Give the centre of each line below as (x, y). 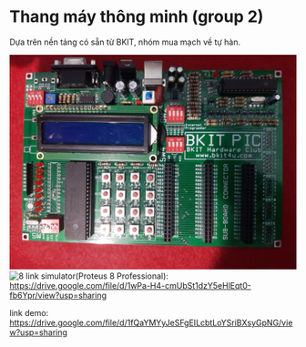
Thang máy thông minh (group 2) (137, 17)
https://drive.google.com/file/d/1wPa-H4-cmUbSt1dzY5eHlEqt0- (131, 285)
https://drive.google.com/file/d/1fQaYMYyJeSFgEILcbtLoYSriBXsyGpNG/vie (151, 322)
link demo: (29, 312)
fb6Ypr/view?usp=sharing (58, 295)
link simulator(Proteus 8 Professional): (97, 276)
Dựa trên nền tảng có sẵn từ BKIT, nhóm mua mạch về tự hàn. (125, 42)
